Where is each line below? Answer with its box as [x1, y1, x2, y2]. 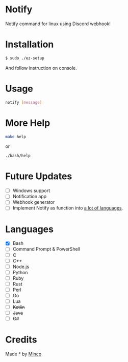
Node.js [12, 263, 30, 270]
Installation [5, 39, 54, 50]
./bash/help [5, 153, 31, 159]
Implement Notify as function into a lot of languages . [12, 205, 123, 211]
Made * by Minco [5, 351, 42, 357]
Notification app [12, 194, 47, 200]
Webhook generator [12, 199, 55, 205]
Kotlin [12, 304, 25, 310]
